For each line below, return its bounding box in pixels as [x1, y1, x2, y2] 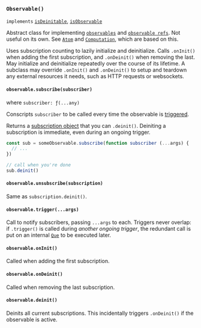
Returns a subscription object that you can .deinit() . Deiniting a [6, 122, 166, 129]
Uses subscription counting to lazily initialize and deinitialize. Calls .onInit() [6, 47, 196, 55]
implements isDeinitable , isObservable [6, 17, 103, 25]
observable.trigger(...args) [6, 207, 79, 213]
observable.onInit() [6, 245, 58, 251]
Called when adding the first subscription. [6, 258, 110, 265]
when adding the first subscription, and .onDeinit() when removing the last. [6, 53, 195, 61]
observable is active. [6, 315, 58, 323]
